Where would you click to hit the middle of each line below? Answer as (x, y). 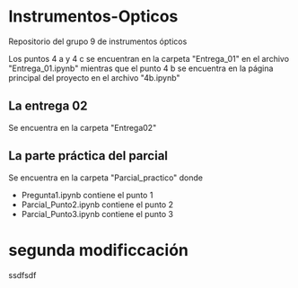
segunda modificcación (99, 250)
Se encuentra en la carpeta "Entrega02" (83, 127)
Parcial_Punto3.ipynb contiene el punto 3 (97, 214)
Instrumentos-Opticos (93, 17)
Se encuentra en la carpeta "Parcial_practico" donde (106, 178)
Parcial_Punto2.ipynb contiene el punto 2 (97, 205)
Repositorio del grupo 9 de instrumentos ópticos (98, 41)
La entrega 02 (48, 106)
